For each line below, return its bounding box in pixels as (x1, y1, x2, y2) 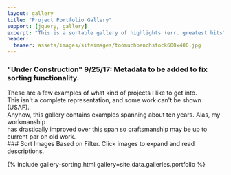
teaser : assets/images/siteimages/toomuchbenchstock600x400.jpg (13, 42, 201, 49)
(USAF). (7, 104, 30, 112)
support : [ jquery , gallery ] (7, 23, 88, 30)
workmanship (7, 118, 46, 126)
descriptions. (7, 147, 45, 155)
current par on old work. (7, 132, 76, 141)
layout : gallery (7, 10, 54, 17)
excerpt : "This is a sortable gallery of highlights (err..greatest (7, 29, 208, 36)
